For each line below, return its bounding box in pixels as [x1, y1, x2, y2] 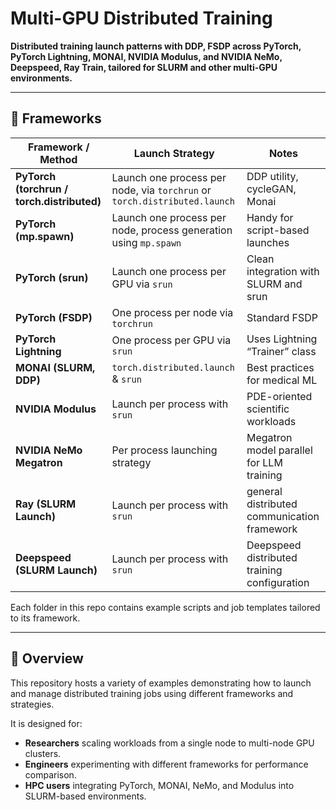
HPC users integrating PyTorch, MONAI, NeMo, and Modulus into [24, 779, 295, 791]
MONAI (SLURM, [15, 360, 96, 374]
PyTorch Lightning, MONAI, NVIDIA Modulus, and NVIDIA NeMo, [10, 50, 283, 62]
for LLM [246, 455, 283, 469]
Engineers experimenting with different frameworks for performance [24, 758, 309, 770]
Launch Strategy [133, 146, 215, 160]
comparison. [24, 768, 77, 781]
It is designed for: [10, 717, 83, 729]
